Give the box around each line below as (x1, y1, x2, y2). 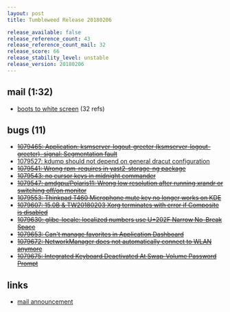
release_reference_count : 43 (7, 35, 91, 42)
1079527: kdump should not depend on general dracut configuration (16, 157, 211, 166)
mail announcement (16, 298, 73, 306)
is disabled (16, 208, 48, 216)
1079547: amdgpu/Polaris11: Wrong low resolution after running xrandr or (16, 179, 223, 188)
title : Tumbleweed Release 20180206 (7, 16, 112, 23)
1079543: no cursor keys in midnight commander (16, 172, 157, 180)
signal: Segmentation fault (43, 150, 118, 158)
